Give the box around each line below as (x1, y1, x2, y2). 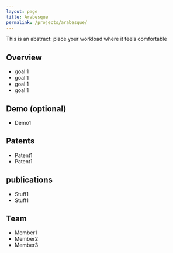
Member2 (14, 235, 39, 242)
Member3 (14, 241, 39, 249)
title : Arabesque (6, 14, 49, 20)
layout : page (6, 8, 38, 15)
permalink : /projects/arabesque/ (6, 19, 88, 25)
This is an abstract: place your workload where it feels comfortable (6, 36, 168, 43)
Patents (6, 136, 35, 146)
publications (6, 175, 53, 185)
